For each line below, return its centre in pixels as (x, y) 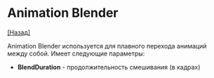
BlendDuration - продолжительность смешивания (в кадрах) (109, 67)
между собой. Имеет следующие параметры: (76, 53)
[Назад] (19, 32)
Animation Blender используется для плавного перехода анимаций (107, 46)
